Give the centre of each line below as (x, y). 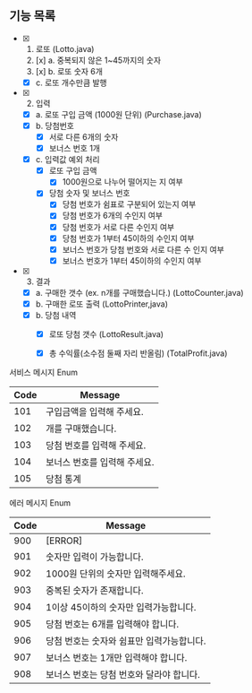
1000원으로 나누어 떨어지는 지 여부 (122, 182)
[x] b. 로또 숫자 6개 (69, 71)
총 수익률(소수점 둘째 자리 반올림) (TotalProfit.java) (138, 353)
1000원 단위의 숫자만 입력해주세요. (116, 574)
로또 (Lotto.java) (65, 48)
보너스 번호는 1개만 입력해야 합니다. (117, 658)
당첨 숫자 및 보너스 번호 (89, 193)
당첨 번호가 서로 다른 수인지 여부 (118, 227)
